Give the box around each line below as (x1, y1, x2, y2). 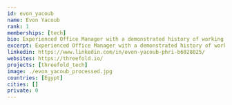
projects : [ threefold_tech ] (7, 61, 88, 68)
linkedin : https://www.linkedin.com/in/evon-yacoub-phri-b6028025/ (7, 49, 206, 56)
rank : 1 (7, 23, 30, 30)
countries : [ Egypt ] (7, 74, 64, 82)
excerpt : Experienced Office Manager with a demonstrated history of (7, 42, 212, 49)
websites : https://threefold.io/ (7, 55, 104, 62)
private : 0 (7, 87, 39, 94)
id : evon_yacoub (7, 10, 54, 17)
